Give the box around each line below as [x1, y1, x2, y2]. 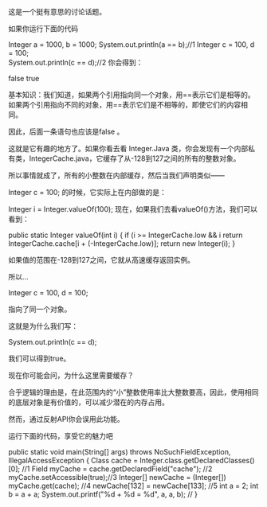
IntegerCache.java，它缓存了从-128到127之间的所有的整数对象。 [29, 154, 241, 163]
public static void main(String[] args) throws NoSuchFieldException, [8, 447, 231, 456]
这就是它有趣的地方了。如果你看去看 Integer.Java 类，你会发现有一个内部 [8, 144, 249, 153]
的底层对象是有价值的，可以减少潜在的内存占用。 [8, 397, 169, 407]
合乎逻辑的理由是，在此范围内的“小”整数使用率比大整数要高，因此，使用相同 [8, 388, 259, 396]
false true [8, 74, 40, 83]
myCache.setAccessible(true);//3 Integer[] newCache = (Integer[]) [8, 473, 227, 482]
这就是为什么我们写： [8, 322, 78, 330]
